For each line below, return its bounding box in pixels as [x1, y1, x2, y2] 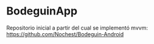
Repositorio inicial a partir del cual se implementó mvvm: [6, 24, 148, 31]
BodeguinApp [6, 4, 78, 18]
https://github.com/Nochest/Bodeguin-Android [6, 30, 124, 37]
